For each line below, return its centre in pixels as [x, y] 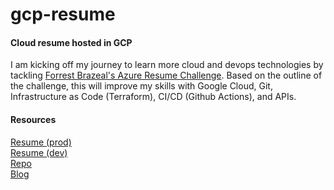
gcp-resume [63, 14]
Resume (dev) [39, 152]
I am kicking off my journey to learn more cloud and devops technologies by [167, 65]
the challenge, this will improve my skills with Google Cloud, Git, [141, 86]
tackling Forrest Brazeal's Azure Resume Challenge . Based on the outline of [166, 75]
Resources [33, 119]
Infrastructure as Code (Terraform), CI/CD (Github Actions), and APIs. [153, 97]
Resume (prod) [41, 142]
